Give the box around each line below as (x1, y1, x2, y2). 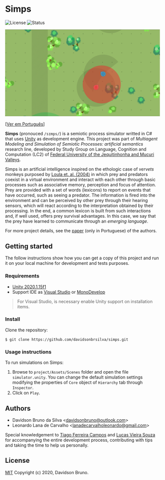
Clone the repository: (5, 327, 48, 333)
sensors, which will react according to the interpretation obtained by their (5, 202, 154, 209)
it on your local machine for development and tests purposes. (5, 260, 130, 266)
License (5, 456, 30, 465)
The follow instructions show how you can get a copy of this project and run (5, 255, 159, 261)
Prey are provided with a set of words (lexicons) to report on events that (5, 187, 151, 193)
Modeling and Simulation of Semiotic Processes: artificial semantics (5, 141, 143, 147)
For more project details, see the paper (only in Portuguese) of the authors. (5, 228, 157, 234)
